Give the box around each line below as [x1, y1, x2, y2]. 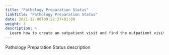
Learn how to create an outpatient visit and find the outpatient [10, 30, 152, 35]
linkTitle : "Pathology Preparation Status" [5, 12, 98, 17]
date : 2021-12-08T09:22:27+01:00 [5, 16, 75, 21]
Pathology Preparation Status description [5, 44, 91, 50]
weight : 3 [5, 21, 26, 26]
